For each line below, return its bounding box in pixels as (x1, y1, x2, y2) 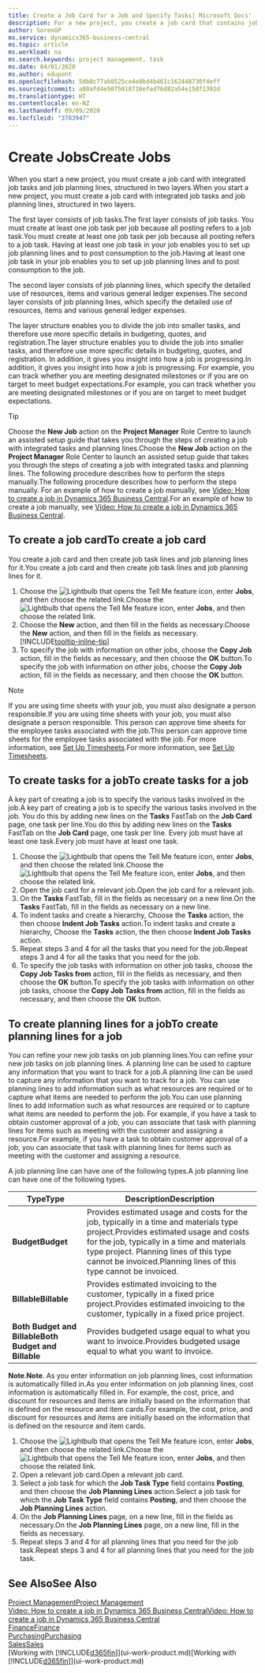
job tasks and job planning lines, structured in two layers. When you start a (8, 182, 249, 192)
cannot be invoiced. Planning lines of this (86, 1256, 237, 1267)
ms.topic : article (8, 41, 69, 49)
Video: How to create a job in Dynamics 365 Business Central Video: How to (8, 1606, 254, 1615)
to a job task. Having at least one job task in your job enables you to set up (8, 240, 250, 249)
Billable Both (12, 1331, 59, 1342)
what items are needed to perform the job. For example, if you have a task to (8, 1109, 257, 1118)
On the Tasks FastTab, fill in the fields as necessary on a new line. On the (19, 894, 256, 903)
